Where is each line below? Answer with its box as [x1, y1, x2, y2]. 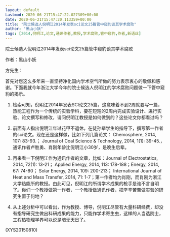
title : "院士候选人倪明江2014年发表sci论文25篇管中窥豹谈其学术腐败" [5, 21, 137, 27]
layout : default [5, 7, 39, 13]
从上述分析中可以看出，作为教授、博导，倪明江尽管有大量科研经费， [12, 204, 155, 210]
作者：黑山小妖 [5, 56, 36, 63]
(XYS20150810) [5, 227, 38, 233]
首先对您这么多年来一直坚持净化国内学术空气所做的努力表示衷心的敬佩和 [5, 78, 156, 84]
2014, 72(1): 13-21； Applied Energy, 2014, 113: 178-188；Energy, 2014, [12, 161, 159, 167]
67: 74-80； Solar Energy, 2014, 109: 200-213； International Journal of [12, 168, 162, 173]
